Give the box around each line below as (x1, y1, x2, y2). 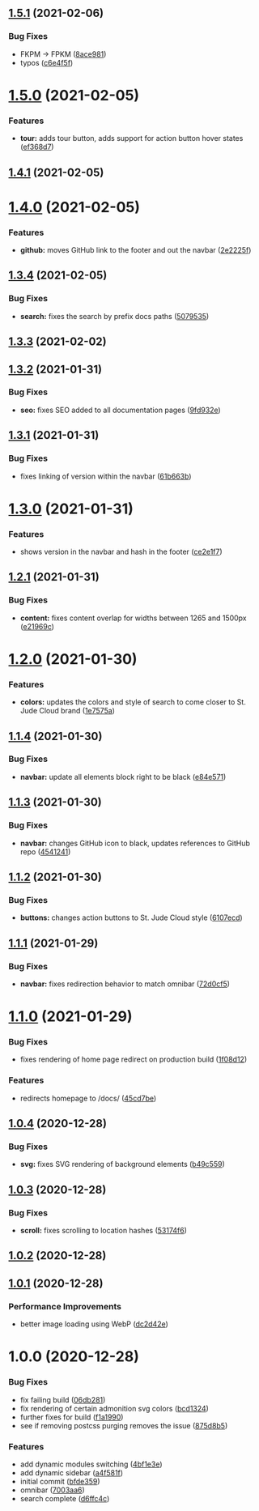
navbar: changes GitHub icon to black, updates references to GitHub (19, 838, 251, 848)
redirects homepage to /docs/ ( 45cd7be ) (19, 1093, 157, 1103)
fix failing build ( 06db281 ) (19, 1394, 106, 1404)
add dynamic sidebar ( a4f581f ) (19, 1467, 124, 1477)
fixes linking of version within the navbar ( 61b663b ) (19, 471, 192, 481)
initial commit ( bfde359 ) (19, 1476, 100, 1486)
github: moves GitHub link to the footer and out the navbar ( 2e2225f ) (19, 245, 252, 255)
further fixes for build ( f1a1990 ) (19, 1412, 124, 1422)
